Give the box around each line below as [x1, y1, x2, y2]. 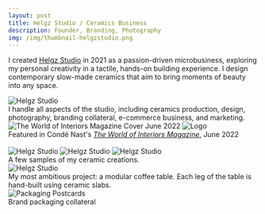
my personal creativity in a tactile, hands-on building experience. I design [8, 64, 248, 74]
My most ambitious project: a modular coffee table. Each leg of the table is [8, 172, 252, 182]
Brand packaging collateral [8, 197, 97, 207]
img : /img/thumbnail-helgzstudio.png [8, 33, 133, 42]
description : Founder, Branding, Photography [8, 26, 161, 34]
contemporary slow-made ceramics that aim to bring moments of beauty [8, 72, 246, 82]
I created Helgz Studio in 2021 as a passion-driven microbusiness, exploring [8, 55, 258, 65]
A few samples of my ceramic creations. [8, 155, 140, 165]
